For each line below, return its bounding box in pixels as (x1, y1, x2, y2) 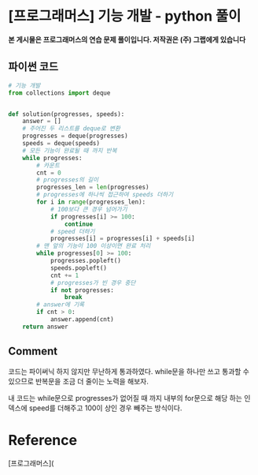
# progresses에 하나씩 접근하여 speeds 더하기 (36, 191, 174, 199)
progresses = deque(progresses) (22, 132, 128, 140)
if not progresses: (50, 286, 114, 294)
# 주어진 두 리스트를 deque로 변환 (22, 125, 120, 133)
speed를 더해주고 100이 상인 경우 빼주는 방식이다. (28, 403, 182, 413)
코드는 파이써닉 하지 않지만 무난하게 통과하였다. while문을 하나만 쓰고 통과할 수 (8, 366, 250, 376)
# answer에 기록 (36, 301, 85, 309)
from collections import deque (8, 88, 111, 97)
